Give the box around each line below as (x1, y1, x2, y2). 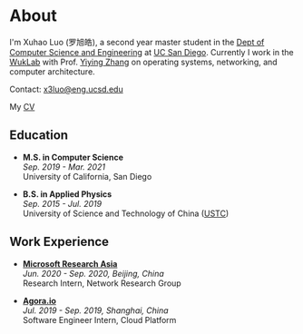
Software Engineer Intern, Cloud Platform (22, 314, 177, 325)
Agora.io (22, 295, 57, 306)
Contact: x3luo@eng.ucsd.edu (9, 83, 124, 94)
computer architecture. (9, 65, 95, 77)
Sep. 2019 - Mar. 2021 (22, 161, 106, 172)
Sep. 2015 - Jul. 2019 (22, 198, 103, 209)
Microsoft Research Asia (22, 258, 118, 269)
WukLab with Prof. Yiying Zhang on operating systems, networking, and (9, 56, 279, 67)
